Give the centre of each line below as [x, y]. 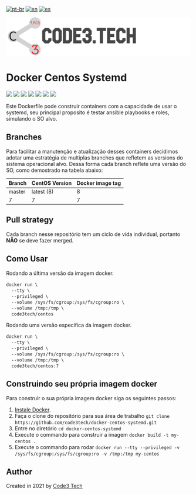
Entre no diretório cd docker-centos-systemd [68, 428]
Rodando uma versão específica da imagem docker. [69, 325]
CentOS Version [52, 183]
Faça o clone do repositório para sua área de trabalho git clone [92, 416]
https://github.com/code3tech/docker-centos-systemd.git [86, 423]
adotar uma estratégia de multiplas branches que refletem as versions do [94, 157]
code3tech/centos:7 [35, 366]
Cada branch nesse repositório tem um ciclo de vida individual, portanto [93, 234]
